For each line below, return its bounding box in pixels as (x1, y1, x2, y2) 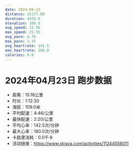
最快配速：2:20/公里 (12, 116, 53, 122)
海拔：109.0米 (12, 104, 41, 110)
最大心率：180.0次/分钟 (12, 129, 60, 134)
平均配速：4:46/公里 (12, 110, 54, 116)
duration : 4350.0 (5, 16, 41, 21)
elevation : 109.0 (5, 20, 41, 26)
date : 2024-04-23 (5, 7, 41, 12)
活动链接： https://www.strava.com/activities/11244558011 (12, 141, 129, 147)
